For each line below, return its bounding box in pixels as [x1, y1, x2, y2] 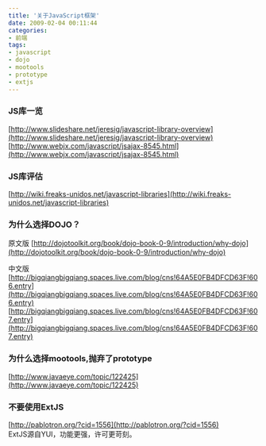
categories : [8, 26, 48, 34]
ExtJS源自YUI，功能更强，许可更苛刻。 [8, 429, 137, 439]
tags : [8, 41, 26, 49]
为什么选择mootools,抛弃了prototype [8, 353, 152, 364]
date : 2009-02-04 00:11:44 [8, 19, 98, 27]
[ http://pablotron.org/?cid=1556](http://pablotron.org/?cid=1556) [8, 420, 220, 429]
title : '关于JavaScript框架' [8, 11, 100, 20]
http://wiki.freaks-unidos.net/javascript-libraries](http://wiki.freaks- [10, 190, 232, 199]
